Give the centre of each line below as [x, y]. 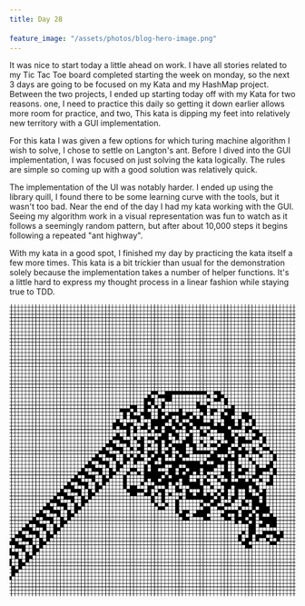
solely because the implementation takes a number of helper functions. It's [149, 273]
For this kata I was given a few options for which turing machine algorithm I [150, 141]
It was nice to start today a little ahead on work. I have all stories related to [148, 65]
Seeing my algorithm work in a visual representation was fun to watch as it [148, 216]
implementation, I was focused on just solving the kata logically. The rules [148, 160]
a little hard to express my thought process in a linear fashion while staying [149, 283]
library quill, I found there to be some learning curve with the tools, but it [144, 197]
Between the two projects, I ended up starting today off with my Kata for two [152, 94]
